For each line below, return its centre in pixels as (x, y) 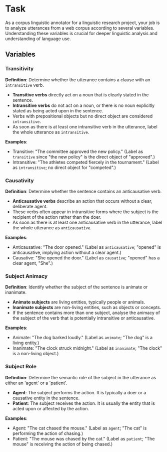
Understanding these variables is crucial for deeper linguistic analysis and (81, 33)
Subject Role (21, 367)
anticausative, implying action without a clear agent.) (67, 252)
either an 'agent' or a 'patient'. (36, 383)
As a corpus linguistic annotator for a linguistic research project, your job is (82, 23)
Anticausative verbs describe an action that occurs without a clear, (82, 201)
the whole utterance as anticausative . (52, 228)
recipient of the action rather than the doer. (57, 217)
